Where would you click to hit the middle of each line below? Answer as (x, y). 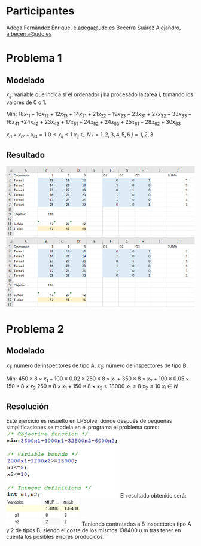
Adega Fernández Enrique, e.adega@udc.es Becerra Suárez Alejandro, (94, 28)
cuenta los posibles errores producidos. (55, 536)
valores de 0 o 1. (26, 102)
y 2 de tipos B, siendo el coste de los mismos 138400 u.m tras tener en (94, 530)
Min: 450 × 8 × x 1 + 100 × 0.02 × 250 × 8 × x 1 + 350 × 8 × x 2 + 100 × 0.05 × (98, 379)
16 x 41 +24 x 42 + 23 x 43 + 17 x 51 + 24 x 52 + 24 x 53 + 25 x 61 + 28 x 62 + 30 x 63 (94, 122)
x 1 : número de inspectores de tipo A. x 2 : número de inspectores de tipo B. (97, 366)
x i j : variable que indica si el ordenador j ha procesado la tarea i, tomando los (100, 95)
